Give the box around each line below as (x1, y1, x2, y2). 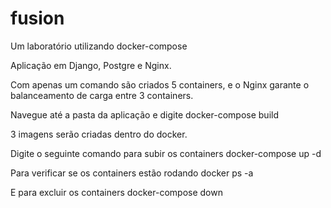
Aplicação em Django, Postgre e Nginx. (10, 59, 172, 71)
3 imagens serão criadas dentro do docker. (10, 128, 188, 140)
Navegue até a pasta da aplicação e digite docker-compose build (10, 108, 279, 121)
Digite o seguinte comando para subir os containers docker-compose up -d (10, 147, 322, 159)
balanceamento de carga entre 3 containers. (10, 89, 194, 101)
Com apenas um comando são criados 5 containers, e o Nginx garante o (10, 78, 310, 91)
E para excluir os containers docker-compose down (10, 186, 223, 198)
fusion (10, 7, 65, 30)
